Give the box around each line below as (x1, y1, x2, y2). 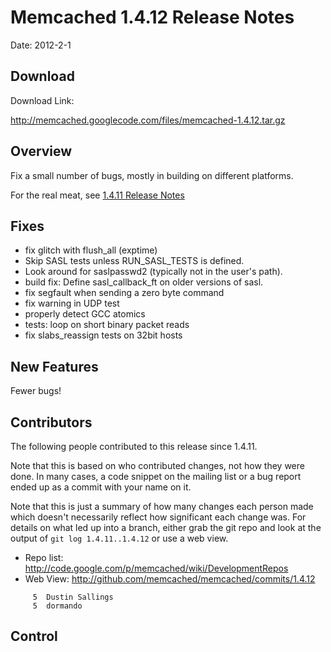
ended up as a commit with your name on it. (10, 481, 192, 493)
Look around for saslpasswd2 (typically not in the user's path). (24, 266, 283, 278)
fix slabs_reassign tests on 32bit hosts (24, 329, 183, 341)
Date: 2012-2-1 (10, 39, 72, 51)
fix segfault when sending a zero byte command (24, 287, 225, 299)
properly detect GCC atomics (24, 308, 146, 320)
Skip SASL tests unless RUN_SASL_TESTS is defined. (24, 255, 245, 267)
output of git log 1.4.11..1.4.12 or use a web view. (10, 532, 229, 544)
